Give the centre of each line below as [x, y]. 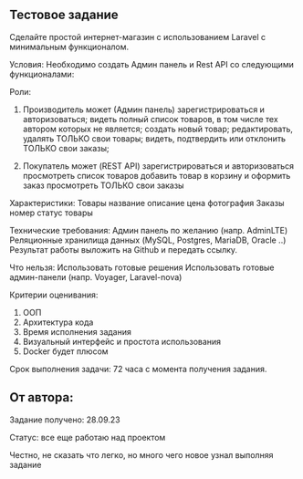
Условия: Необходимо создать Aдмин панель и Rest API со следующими [152, 64]
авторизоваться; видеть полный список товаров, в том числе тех [150, 119]
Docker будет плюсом [65, 351]
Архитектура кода [58, 322]
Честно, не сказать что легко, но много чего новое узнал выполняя [141, 454]
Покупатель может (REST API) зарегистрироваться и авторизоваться [158, 166]
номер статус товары [52, 213]
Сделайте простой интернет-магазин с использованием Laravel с [138, 36]
